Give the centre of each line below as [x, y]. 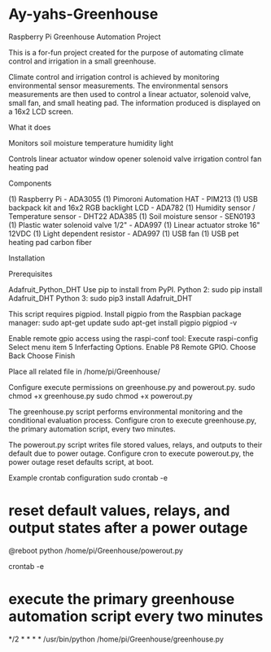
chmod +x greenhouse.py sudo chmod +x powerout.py [101, 396]
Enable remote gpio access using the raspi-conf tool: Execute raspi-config [133, 338]
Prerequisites [31, 273]
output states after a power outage [128, 528]
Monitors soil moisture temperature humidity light [91, 142]
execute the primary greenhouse [122, 599]
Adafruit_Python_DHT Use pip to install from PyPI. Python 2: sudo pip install [135, 289]
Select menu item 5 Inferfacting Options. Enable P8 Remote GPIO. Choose [132, 347]
